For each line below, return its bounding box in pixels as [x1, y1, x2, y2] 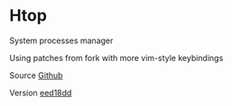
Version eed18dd [9, 87, 72, 98]
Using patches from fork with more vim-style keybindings [9, 52, 224, 63]
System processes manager [9, 35, 114, 46]
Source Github [9, 69, 63, 81]
